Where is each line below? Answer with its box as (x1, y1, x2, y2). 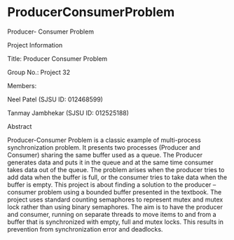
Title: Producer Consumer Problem (7, 54, 108, 63)
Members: (7, 81, 37, 90)
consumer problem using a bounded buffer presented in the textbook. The (7, 188, 222, 196)
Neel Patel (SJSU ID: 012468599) (7, 95, 104, 104)
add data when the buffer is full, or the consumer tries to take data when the (7, 173, 228, 181)
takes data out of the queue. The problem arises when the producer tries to (7, 165, 225, 174)
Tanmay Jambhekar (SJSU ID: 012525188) (7, 108, 130, 117)
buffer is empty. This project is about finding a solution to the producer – (7, 180, 216, 189)
